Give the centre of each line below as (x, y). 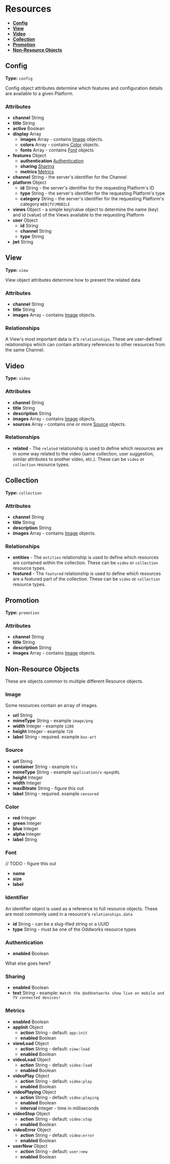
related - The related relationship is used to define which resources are (88, 448)
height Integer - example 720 (43, 731)
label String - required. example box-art (55, 737)
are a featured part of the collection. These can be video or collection (86, 579)
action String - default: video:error (57, 1135)
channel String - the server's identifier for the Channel (70, 177)
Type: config (19, 78)
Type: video (18, 378)
